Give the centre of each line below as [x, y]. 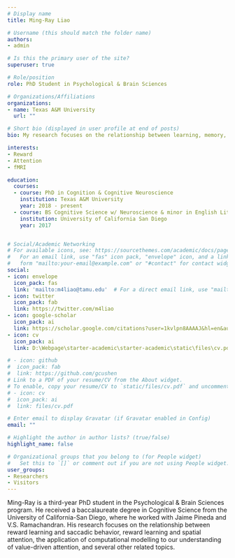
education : [23, 180]
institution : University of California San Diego [94, 219]
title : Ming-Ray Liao [39, 20]
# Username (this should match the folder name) [79, 33]
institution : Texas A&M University [72, 200]
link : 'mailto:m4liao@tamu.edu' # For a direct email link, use [111, 289]
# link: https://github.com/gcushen [62, 374]
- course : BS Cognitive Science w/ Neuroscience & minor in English [115, 212]
